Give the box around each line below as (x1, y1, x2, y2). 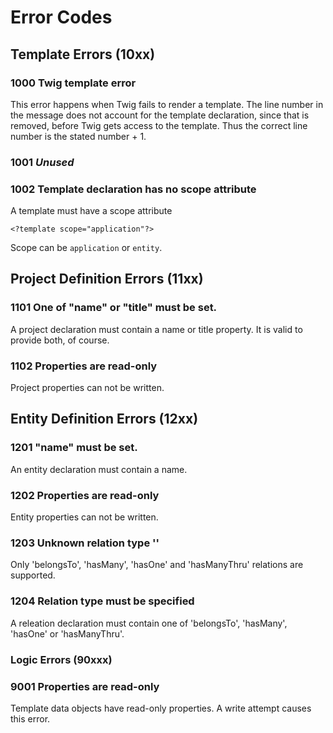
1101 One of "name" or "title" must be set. (10, 301, 218, 315)
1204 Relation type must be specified (10, 594, 195, 608)
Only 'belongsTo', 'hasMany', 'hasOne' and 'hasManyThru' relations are (10, 559, 304, 571)
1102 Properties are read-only (10, 359, 158, 373)
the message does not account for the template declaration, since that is (10, 109, 310, 121)
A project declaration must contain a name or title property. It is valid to (10, 323, 303, 335)
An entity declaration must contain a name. (10, 463, 188, 475)
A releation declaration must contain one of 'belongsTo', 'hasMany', (10, 617, 288, 629)
